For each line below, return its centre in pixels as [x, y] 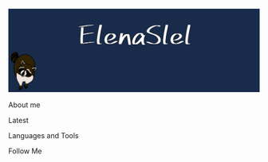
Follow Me [25, 151]
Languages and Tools [44, 135]
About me [24, 105]
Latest [19, 120]
